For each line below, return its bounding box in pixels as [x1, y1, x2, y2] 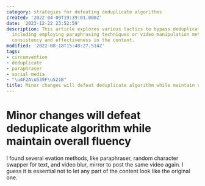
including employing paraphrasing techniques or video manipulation [12, 32, 190, 38]
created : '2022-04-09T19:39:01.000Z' [6, 15, 103, 21]
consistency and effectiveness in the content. [12, 37, 135, 43]
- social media [6, 71, 45, 77]
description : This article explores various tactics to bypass [6, 26, 171, 32]
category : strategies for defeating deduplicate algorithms [6, 9, 163, 15]
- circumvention [6, 54, 48, 60]
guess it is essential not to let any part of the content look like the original [6, 167, 190, 174]
